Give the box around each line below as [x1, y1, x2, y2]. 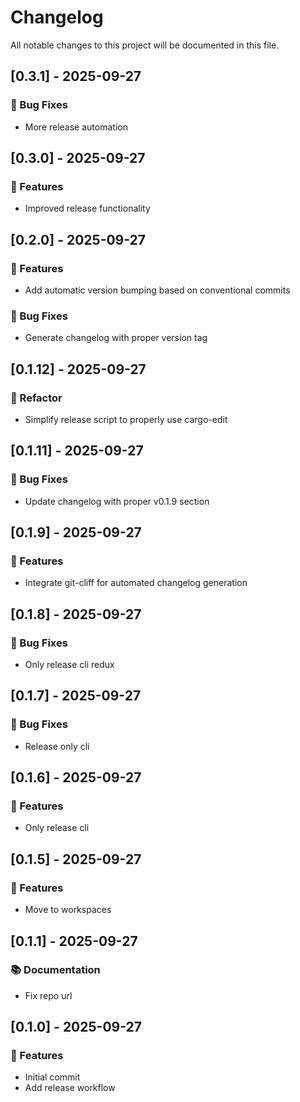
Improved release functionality [24, 202, 151, 215]
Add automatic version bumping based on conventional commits [24, 284, 291, 296]
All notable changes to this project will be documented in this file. [10, 39, 280, 51]
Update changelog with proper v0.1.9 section [24, 495, 210, 507]
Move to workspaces [24, 904, 112, 916]
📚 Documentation [10, 963, 101, 977]
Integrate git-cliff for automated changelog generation [24, 577, 248, 589]
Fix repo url [24, 989, 73, 1001]
